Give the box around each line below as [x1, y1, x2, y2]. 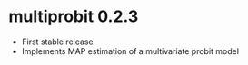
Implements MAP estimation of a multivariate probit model [21, 45, 240, 56]
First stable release [21, 36, 94, 47]
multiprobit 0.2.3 [8, 6, 139, 27]
